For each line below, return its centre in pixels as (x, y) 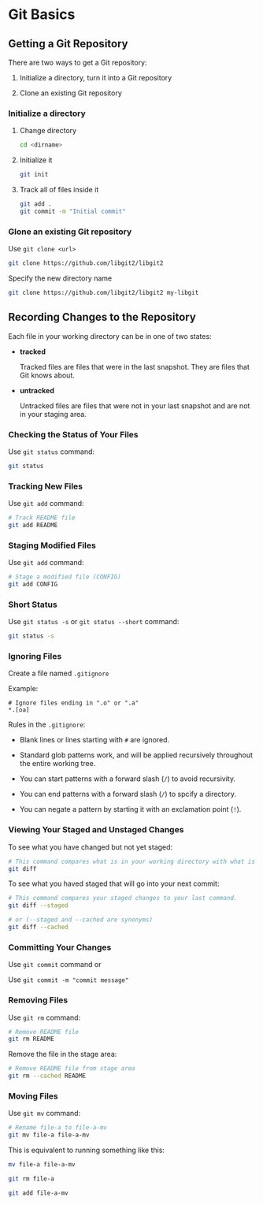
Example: (23, 689)
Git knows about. (47, 375)
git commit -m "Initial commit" (72, 211)
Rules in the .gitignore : (47, 725)
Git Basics (42, 15)
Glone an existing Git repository (70, 232)
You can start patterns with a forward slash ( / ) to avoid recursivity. (128, 779)
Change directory (48, 131)
